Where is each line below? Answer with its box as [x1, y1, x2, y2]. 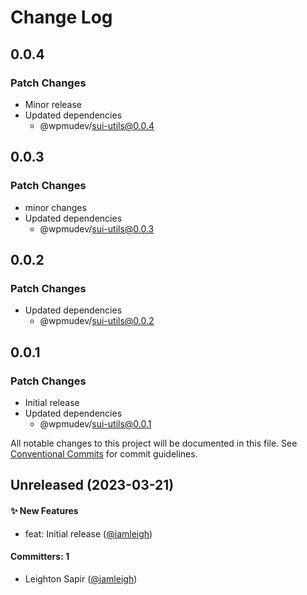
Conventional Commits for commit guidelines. [10, 447, 198, 460]
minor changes [24, 201, 87, 213]
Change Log [10, 6, 113, 29]
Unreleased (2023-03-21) [10, 477, 175, 494]
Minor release [24, 98, 83, 110]
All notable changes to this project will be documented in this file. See [10, 437, 298, 449]
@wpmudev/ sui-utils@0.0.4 [39, 119, 155, 131]
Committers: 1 [10, 551, 70, 563]
